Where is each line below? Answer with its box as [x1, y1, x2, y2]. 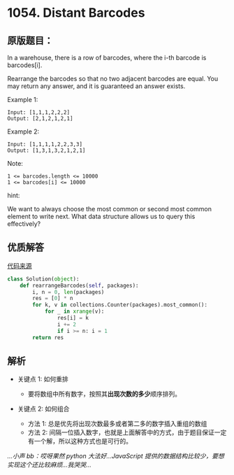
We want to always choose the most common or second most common [7, 205, 212, 213]
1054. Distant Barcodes [7, 5, 145, 21]
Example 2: [7, 127, 40, 136]
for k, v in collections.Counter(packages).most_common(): [32, 302, 208, 309]
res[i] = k [57, 315, 89, 322]
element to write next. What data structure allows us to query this [7, 212, 196, 220]
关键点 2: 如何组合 [17, 404, 70, 413]
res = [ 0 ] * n [32, 295, 73, 302]
